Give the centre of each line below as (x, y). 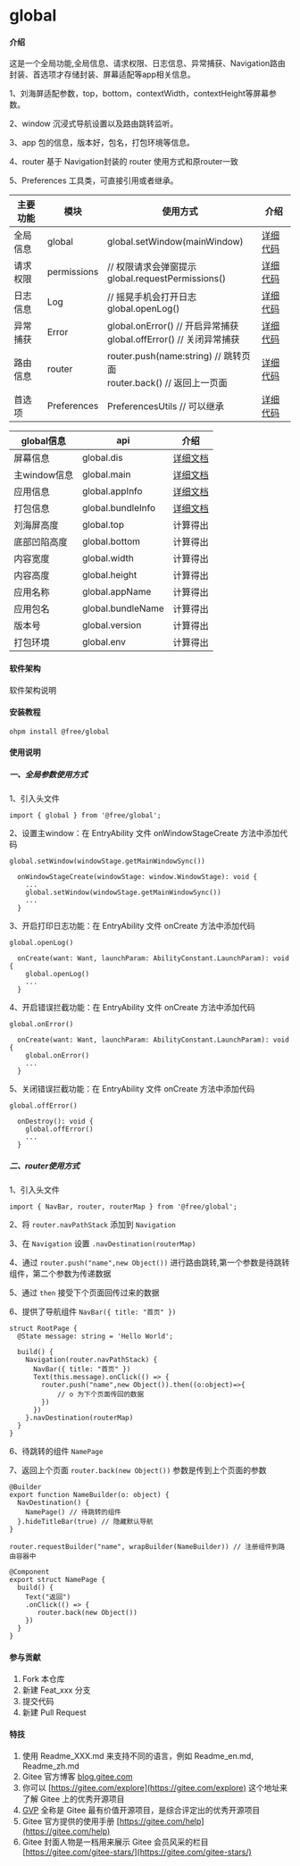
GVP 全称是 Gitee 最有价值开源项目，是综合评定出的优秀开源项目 (141, 1810)
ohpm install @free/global (59, 732)
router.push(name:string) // (164, 356)
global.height (109, 575)
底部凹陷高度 (41, 542)
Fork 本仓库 (43, 1678)
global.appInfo (112, 491)
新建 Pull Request (54, 1712)
